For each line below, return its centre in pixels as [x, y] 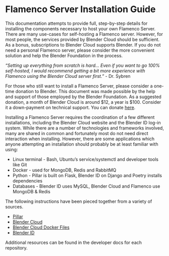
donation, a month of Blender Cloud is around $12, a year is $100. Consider [83, 102]
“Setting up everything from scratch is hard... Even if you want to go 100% [83, 65]
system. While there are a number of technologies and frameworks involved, [84, 128]
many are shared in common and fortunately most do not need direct [77, 133]
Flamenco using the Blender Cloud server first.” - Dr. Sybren [68, 76]
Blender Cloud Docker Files [41, 227]
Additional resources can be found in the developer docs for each [74, 242]
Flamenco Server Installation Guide [80, 9]
